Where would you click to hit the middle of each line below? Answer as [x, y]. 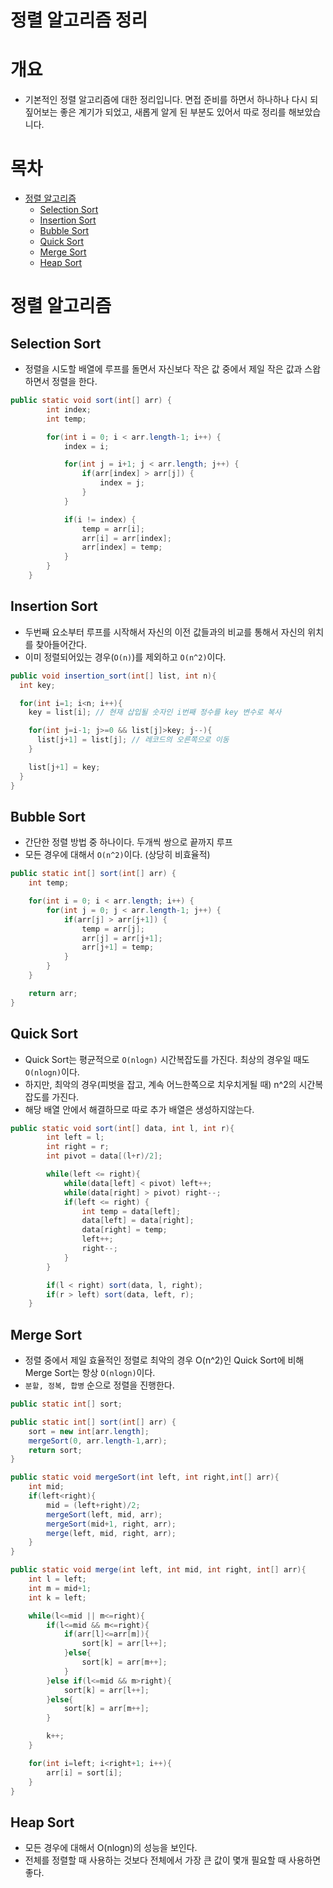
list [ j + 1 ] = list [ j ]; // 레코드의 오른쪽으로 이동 [133, 740]
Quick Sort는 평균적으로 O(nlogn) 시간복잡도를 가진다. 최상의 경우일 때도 [167, 1059]
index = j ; [122, 483]
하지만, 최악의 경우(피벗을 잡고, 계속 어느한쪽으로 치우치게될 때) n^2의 [160, 1084]
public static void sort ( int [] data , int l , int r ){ [122, 1128]
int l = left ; [57, 1579]
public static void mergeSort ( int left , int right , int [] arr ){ [145, 1477]
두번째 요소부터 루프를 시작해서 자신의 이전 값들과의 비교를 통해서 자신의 [165, 632]
